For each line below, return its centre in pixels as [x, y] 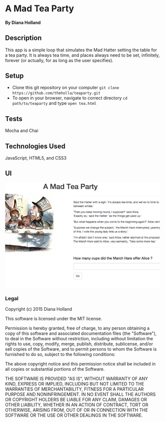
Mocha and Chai [22, 130]
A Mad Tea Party [40, 9]
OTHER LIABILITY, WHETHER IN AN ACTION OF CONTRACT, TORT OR [77, 405]
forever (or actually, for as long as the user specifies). [59, 60]
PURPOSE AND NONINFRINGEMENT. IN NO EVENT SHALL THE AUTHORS [81, 394]
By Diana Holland [23, 22]
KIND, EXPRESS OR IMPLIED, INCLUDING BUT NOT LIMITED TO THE [75, 384]
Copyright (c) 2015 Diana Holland [39, 309]
